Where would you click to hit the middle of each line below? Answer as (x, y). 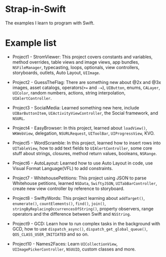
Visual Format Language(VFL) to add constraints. (63, 168)
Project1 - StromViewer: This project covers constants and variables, (83, 57)
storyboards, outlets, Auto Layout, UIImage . (56, 73)
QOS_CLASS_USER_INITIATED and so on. (50, 234)
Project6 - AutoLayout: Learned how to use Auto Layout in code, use (83, 163)
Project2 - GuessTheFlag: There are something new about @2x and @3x (87, 82)
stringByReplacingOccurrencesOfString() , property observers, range (83, 209)
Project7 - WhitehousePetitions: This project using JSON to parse (79, 178)
